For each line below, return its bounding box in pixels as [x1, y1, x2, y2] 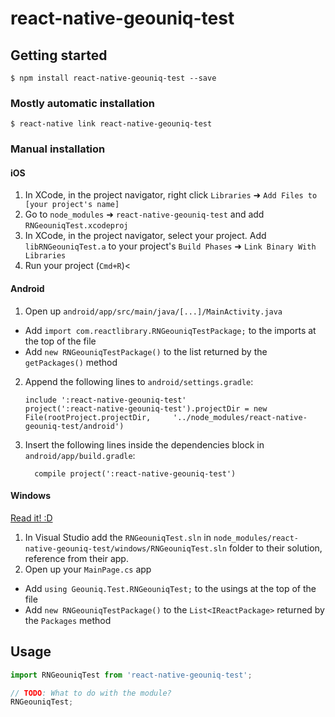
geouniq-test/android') [24, 421, 125, 431]
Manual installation [10, 142, 106, 156]
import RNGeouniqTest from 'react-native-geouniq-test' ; [10, 670, 253, 680]
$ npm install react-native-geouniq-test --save [10, 73, 217, 83]
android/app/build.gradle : [24, 449, 136, 461]
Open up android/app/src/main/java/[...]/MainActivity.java [24, 305, 283, 317]
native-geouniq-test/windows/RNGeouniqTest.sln [24, 543, 227, 554]
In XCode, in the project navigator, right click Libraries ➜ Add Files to [24, 189, 318, 201]
